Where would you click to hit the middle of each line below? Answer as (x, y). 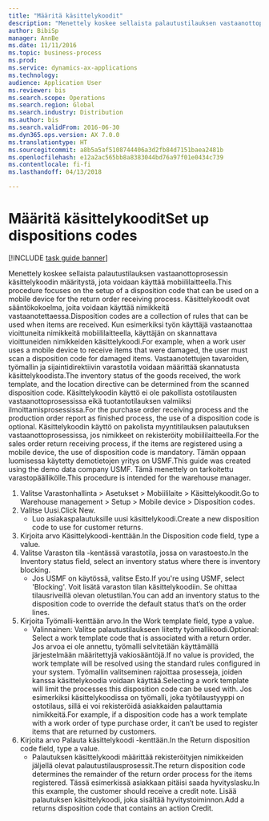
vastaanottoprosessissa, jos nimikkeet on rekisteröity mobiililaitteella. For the (134, 435)
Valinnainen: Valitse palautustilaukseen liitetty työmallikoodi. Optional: (145, 629)
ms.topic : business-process (55, 53)
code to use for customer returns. (87, 527)
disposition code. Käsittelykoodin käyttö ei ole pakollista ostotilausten (123, 392)
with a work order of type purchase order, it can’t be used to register (145, 722)
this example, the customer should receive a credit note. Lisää (134, 791)
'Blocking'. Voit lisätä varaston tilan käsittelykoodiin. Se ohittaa (134, 586)
